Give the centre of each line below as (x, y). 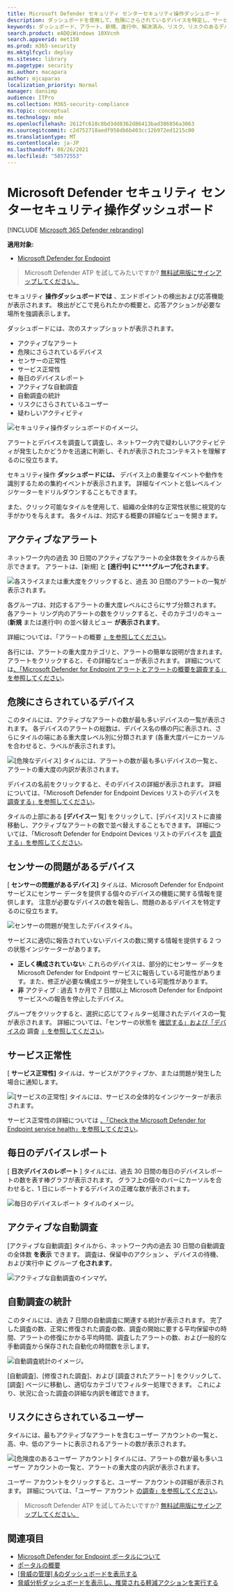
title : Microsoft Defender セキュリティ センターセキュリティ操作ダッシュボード (114, 14)
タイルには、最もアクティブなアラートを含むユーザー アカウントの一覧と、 (114, 1435)
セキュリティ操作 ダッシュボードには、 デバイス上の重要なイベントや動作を (116, 474)
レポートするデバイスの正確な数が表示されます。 (124, 1188)
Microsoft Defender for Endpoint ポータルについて (89, 1557)
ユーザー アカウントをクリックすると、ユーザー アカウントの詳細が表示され (116, 1482)
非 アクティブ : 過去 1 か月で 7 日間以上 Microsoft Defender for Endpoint (120, 990)
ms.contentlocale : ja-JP (43, 143)
